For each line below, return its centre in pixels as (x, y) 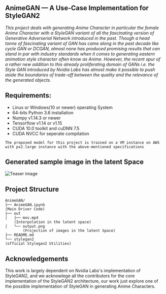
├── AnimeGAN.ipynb (25, 205)
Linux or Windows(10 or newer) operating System (63, 107)
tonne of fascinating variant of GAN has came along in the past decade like (82, 43)
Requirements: (28, 96)
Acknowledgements (37, 259)
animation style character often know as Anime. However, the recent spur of (83, 59)
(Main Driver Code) (25, 209)
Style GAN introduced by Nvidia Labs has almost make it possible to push (80, 69)
